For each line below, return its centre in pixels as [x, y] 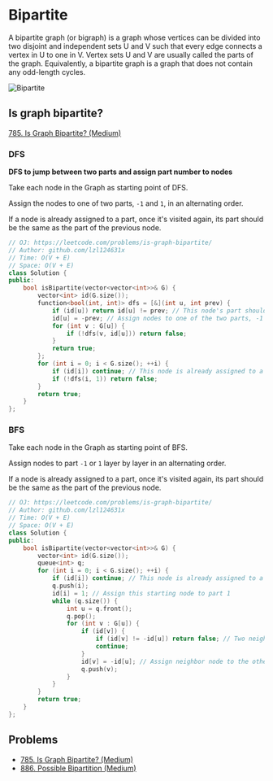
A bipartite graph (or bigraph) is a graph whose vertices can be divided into [134, 37]
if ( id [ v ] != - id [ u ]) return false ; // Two [170, 639]
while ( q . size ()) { [84, 601]
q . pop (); [81, 616]
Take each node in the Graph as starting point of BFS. [98, 447]
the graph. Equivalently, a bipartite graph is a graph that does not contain [131, 63]
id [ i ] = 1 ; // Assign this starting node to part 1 [141, 593]
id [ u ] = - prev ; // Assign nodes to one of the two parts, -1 [158, 318]
